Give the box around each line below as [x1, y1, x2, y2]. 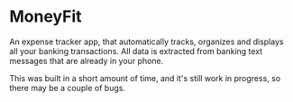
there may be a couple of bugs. [9, 82, 126, 93]
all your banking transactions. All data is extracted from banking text [9, 45, 263, 56]
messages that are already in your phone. [9, 55, 164, 66]
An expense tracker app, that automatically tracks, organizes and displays [9, 36, 284, 47]
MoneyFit [9, 6, 83, 27]
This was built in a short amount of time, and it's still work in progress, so [9, 72, 281, 83]
